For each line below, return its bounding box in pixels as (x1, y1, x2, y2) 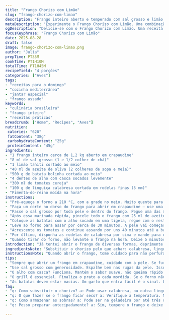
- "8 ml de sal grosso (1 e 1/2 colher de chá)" (5, 157, 109, 162)
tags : (5, 78, 17, 83)
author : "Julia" (5, 49, 39, 54)
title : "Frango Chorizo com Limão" (5, 7, 80, 13)
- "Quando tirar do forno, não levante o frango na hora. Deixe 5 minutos (5, 237, 165, 242)
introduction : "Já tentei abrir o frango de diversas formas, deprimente (5, 241, 163, 247)
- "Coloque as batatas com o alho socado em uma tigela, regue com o (5, 218, 154, 223)
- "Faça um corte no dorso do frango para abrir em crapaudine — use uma (5, 204, 163, 209)
